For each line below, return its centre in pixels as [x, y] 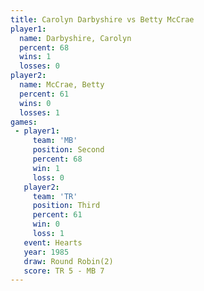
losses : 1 [39, 112]
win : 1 [46, 168]
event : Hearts [53, 242]
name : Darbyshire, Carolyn [75, 38]
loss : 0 [48, 177]
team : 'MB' [55, 141]
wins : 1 [35, 57]
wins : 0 [35, 103]
